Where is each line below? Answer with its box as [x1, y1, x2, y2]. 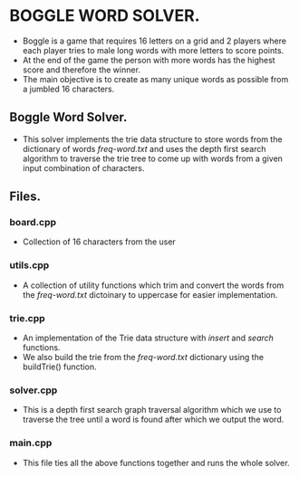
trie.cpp [9, 311, 45, 324]
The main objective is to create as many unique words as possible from [22, 73, 289, 84]
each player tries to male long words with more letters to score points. [22, 44, 285, 55]
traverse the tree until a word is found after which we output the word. [22, 414, 285, 425]
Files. [9, 189, 41, 205]
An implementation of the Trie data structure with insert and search [22, 332, 275, 344]
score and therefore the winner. [22, 64, 140, 75]
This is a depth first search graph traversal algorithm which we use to [22, 405, 282, 415]
